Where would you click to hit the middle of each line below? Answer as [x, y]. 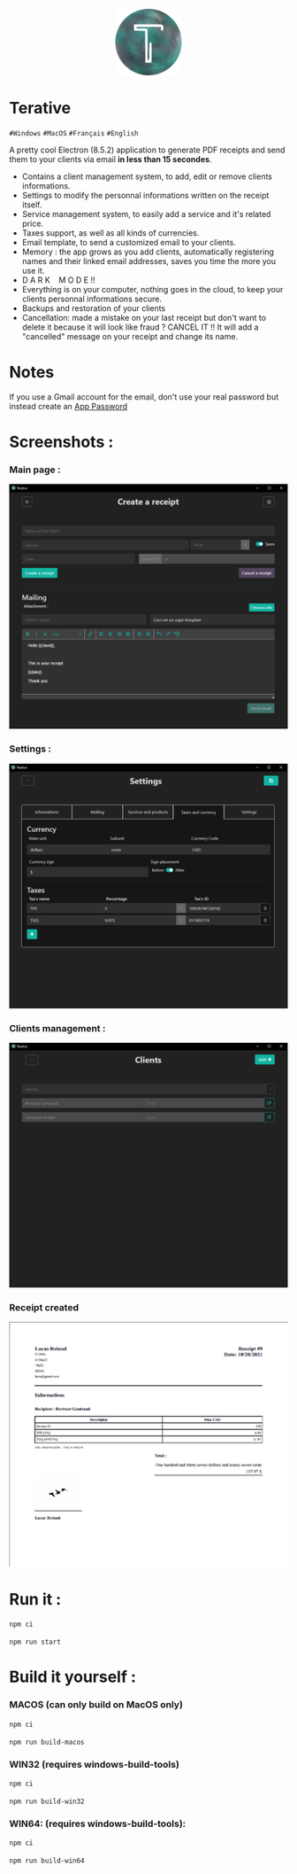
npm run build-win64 [47, 1861]
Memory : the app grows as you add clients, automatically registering [148, 252]
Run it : [35, 1600]
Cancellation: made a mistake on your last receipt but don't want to [144, 317]
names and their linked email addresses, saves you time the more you [149, 260]
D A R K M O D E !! [58, 280]
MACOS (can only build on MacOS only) [96, 1705]
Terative [40, 109]
